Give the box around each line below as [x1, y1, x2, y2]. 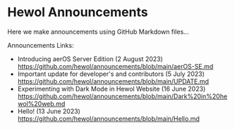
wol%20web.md [17, 99, 66, 108]
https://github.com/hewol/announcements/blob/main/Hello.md [17, 114, 200, 123]
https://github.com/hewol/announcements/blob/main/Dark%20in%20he [17, 92, 228, 100]
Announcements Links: [7, 41, 74, 49]
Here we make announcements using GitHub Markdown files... [7, 27, 189, 36]
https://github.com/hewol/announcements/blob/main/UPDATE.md [17, 77, 210, 85]
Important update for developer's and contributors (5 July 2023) [17, 70, 205, 78]
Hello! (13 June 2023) [17, 107, 81, 115]
